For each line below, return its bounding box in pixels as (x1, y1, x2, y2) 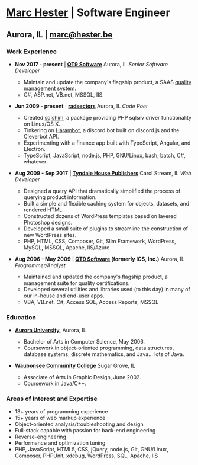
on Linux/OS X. (23, 120, 60, 127)
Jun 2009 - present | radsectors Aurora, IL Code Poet (14, 102, 148, 110)
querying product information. (23, 193, 97, 201)
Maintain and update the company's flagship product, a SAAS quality (23, 78, 192, 85)
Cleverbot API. (23, 133, 59, 140)
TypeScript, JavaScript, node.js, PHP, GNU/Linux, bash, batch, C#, (23, 152, 186, 159)
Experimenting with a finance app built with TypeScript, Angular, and (23, 139, 191, 146)
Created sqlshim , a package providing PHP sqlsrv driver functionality (23, 114, 192, 121)
